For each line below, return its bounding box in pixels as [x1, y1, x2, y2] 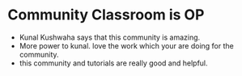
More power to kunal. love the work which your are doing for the [19, 40, 234, 50]
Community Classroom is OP [7, 6, 205, 24]
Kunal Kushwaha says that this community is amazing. [19, 32, 201, 42]
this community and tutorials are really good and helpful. [19, 58, 208, 68]
